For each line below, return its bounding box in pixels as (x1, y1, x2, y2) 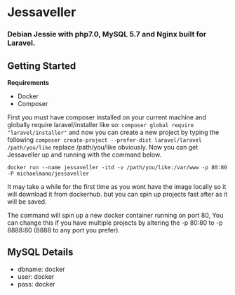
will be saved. (7, 197, 47, 206)
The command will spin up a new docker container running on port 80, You (7, 211, 224, 219)
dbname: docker (17, 265, 65, 273)
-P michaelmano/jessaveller (7, 170, 90, 177)
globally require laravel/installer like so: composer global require (7, 120, 194, 129)
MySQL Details (7, 247, 74, 258)
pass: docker (17, 280, 55, 288)
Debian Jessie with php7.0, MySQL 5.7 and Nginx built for (7, 29, 207, 39)
